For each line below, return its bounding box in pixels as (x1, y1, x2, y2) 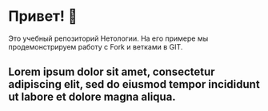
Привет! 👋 (8, 7, 78, 26)
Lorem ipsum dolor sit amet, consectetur (8, 65, 215, 79)
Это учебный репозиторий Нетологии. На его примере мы (8, 34, 209, 43)
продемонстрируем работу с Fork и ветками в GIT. (8, 42, 183, 51)
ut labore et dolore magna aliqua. (8, 90, 176, 104)
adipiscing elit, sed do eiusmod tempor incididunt (8, 77, 260, 91)
